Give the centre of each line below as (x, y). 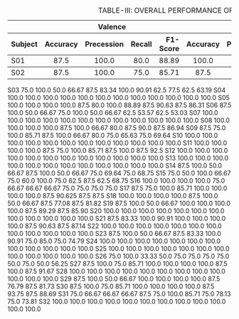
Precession (105, 44)
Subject (24, 44)
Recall (141, 44)
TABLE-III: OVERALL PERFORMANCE (160, 10)
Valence (112, 27)
